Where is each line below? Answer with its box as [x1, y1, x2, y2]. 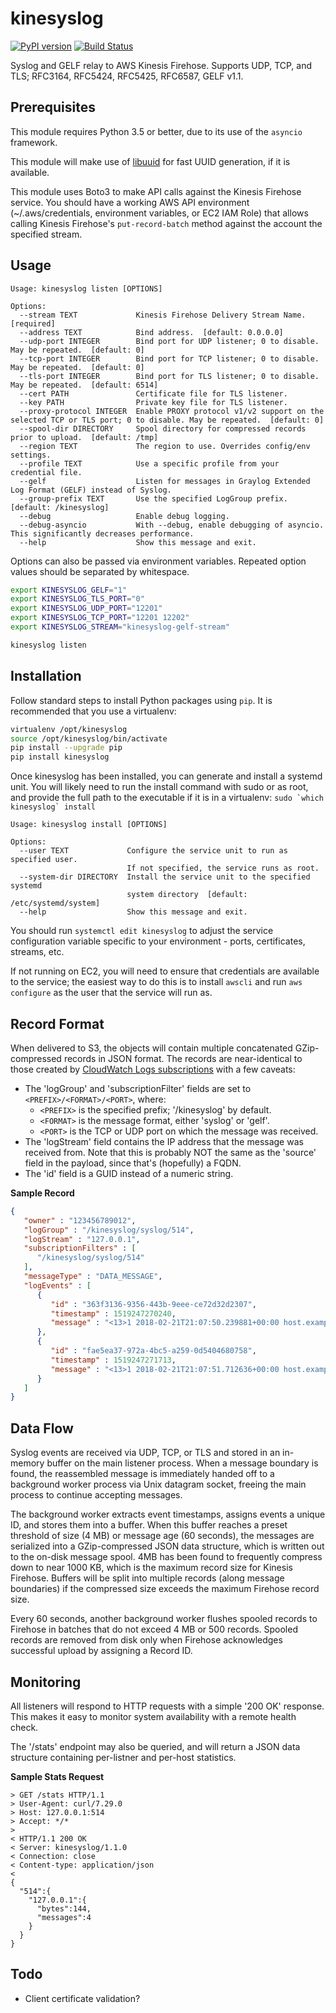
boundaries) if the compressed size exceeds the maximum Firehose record [10, 1583, 320, 1595]
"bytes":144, [36, 1903, 92, 1914]
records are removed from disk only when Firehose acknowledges [10, 1634, 283, 1646]
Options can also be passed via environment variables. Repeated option [10, 555, 307, 567]
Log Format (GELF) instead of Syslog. [10, 485, 172, 495]
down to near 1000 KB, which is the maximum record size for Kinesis [10, 1562, 293, 1574]
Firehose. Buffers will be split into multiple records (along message [10, 1572, 285, 1584]
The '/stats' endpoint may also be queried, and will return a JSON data [10, 1740, 301, 1752]
